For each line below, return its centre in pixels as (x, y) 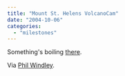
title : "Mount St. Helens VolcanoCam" (63, 13)
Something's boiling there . (45, 52)
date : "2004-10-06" (35, 20)
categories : (24, 26)
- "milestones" (35, 33)
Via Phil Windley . (31, 65)
